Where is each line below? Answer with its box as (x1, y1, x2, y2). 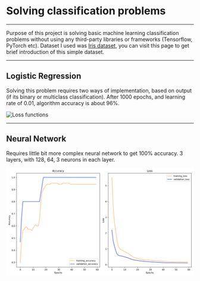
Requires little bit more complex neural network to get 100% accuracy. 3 (6, 150, 183, 157)
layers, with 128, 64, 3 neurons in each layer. (6, 156, 115, 163)
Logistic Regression (6, 71, 82, 81)
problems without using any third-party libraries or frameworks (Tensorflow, (6, 36, 193, 43)
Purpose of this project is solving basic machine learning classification (6, 29, 179, 36)
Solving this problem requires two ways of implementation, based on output (6, 87, 192, 94)
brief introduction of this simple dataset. (6, 48, 105, 55)
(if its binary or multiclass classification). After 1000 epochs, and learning (6, 93, 186, 100)
